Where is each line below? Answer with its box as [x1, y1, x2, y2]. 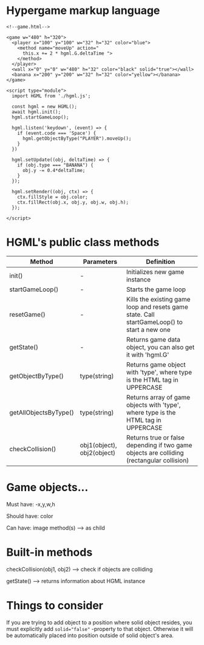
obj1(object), [80, 441, 117, 449]
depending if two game [126, 441, 192, 449]
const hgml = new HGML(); [12, 103, 78, 109]
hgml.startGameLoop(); [12, 114, 69, 120]
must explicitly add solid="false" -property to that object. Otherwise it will [6, 625, 193, 632]
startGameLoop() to [126, 317, 183, 326]
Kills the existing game [126, 295, 191, 303]
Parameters [83, 257, 118, 266]
